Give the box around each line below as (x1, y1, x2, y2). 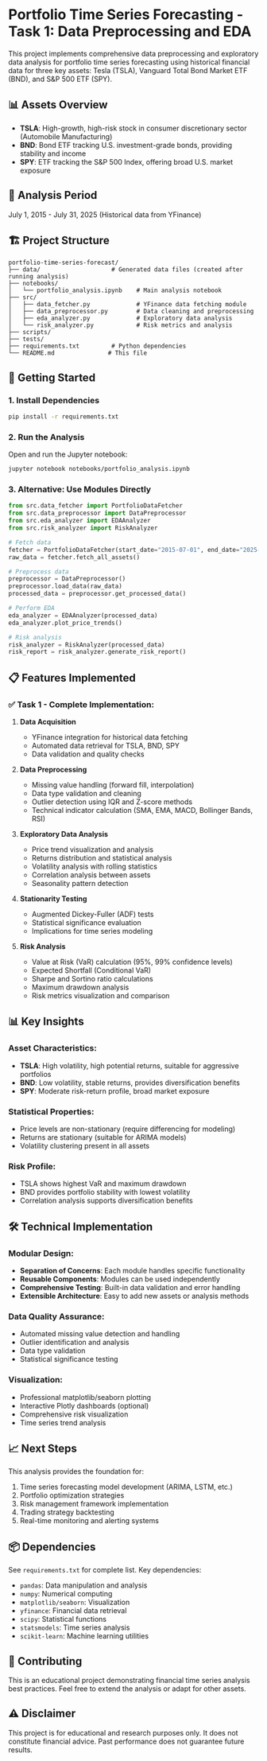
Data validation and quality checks (31, 749, 145, 759)
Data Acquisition (19, 717, 77, 726)
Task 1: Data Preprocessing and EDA (8, 22, 252, 41)
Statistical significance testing (19, 1355, 118, 1364)
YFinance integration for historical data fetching (31, 732, 188, 741)
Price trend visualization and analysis (31, 845, 153, 854)
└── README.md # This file (8, 349, 148, 357)
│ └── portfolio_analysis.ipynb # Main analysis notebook (8, 286, 222, 295)
